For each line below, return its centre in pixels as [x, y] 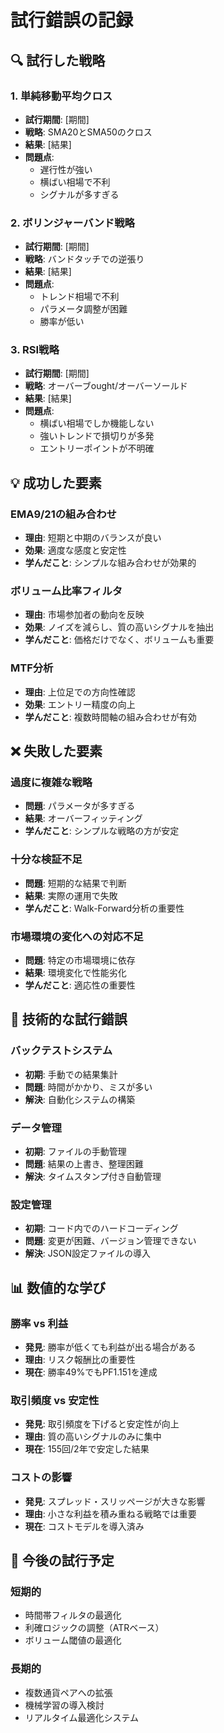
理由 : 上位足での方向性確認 [80, 692]
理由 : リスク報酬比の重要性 [80, 1359]
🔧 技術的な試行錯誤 [69, 1019]
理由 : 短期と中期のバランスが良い [93, 538]
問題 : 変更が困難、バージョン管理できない [110, 1241]
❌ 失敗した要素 [56, 751]
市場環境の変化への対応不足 [77, 936]
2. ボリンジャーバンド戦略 [72, 223]
